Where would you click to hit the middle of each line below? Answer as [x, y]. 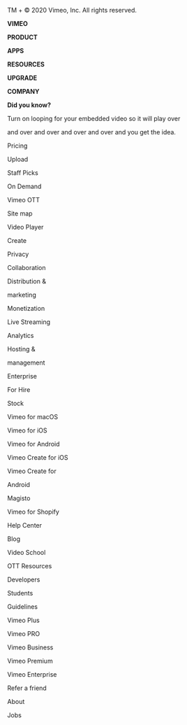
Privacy [18, 254]
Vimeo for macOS [32, 417]
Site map [20, 213]
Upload [18, 159]
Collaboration [27, 268]
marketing [22, 295]
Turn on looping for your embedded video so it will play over [94, 119]
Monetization [26, 308]
